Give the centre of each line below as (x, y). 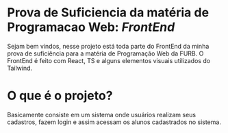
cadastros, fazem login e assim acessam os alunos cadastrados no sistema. (114, 122)
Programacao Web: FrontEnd (91, 27)
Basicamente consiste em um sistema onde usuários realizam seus (102, 114)
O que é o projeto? (60, 96)
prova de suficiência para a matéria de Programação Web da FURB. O (105, 53)
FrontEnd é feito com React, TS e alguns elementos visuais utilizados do (109, 60)
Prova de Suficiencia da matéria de (108, 13)
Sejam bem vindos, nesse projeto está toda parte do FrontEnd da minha (108, 46)
